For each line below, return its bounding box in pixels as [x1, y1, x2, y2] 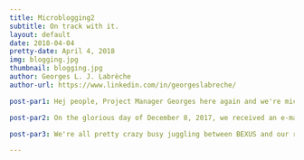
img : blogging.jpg [9, 55, 79, 64]
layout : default [9, 30, 71, 39]
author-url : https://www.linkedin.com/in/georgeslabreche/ [9, 80, 237, 89]
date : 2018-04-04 [9, 38, 75, 48]
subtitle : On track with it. [9, 22, 119, 31]
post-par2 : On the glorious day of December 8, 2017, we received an [9, 113, 278, 122]
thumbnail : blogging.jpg [9, 64, 103, 73]
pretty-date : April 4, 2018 [9, 47, 116, 56]
